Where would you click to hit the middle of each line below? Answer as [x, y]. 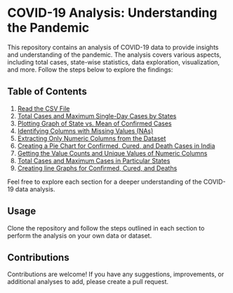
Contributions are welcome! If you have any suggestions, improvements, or [116, 274]
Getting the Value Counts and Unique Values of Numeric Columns [112, 153]
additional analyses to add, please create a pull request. [88, 282]
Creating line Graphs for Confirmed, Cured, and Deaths [97, 168]
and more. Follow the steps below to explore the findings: [90, 69]
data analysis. [35, 189]
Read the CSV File [44, 108]
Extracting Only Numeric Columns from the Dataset [92, 138]
